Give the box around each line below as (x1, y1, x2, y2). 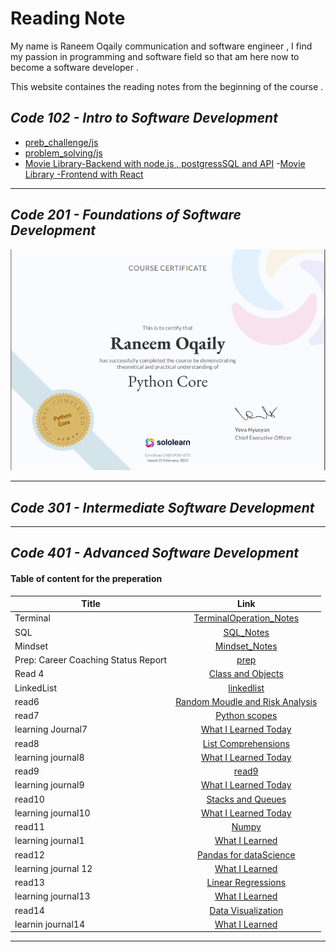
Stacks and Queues (206, 793, 287, 805)
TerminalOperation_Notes (193, 612, 300, 624)
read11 (14, 821, 45, 833)
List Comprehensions (202, 737, 290, 749)
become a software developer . (10, 61, 139, 73)
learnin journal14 (14, 918, 85, 930)
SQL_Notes (223, 626, 270, 638)
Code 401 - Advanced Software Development (10, 545, 300, 562)
